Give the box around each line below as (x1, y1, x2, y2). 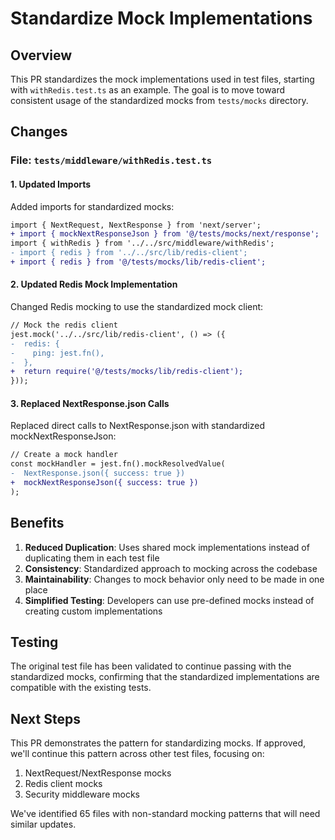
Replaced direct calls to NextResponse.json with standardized (10, 420, 265, 432)
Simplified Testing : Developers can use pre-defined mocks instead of (24, 594, 315, 606)
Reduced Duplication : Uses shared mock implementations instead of (24, 541, 310, 553)
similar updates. (10, 818, 77, 831)
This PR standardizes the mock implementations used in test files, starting (10, 73, 315, 85)
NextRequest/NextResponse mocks (24, 767, 172, 779)
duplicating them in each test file (24, 552, 160, 564)
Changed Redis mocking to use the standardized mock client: (10, 301, 264, 313)
